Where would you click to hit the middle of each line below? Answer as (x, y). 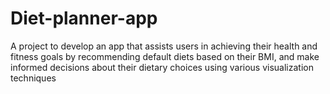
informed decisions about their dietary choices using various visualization (162, 67)
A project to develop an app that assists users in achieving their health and (164, 46)
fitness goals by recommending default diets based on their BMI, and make (165, 56)
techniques (33, 78)
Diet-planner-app (84, 18)
